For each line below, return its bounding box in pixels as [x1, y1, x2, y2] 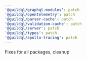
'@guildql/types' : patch [5, 30, 57, 35]
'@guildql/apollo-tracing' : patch [5, 35, 78, 40]
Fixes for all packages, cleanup [5, 48, 70, 55]
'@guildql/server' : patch [5, 26, 59, 31]
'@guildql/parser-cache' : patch [5, 16, 73, 21]
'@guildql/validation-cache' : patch [5, 21, 82, 26]
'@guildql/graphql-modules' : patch [5, 7, 80, 12]
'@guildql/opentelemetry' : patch [5, 12, 75, 17]
